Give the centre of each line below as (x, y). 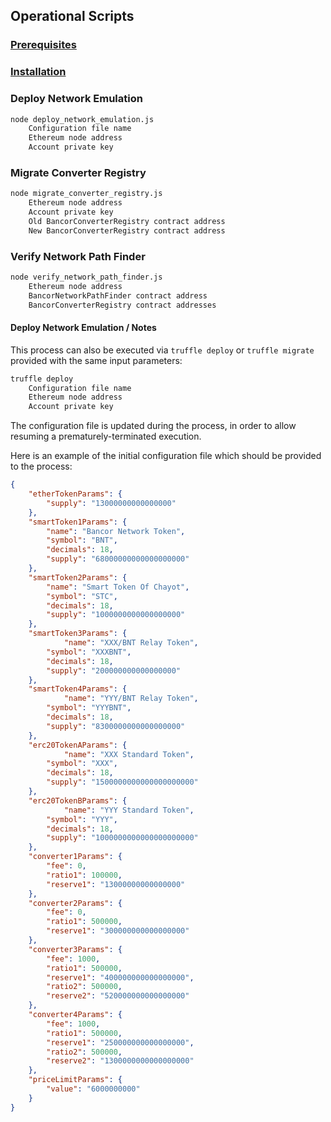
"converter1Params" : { (75, 857)
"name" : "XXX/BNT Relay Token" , (131, 643)
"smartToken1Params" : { (78, 522)
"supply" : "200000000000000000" (114, 670)
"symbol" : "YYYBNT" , (89, 708)
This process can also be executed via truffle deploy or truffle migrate (162, 350)
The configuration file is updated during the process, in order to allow (153, 426)
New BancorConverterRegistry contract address (127, 230)
